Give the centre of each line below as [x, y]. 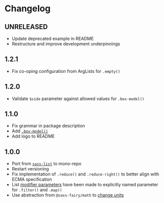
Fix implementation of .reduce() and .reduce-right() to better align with [85, 174]
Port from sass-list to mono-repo [47, 164]
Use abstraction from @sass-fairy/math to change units [68, 195]
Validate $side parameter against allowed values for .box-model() [78, 99]
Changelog [28, 9]
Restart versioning [30, 169]
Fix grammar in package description [48, 126]
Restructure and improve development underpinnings [66, 44]
